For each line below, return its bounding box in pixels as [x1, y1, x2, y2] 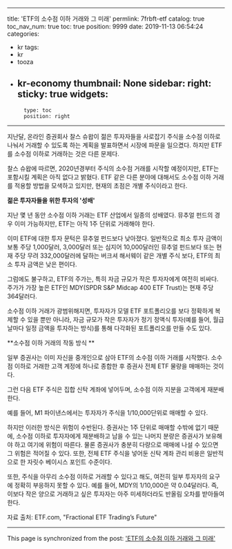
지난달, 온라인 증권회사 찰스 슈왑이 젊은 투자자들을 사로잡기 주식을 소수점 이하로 [7, 132, 221, 140]
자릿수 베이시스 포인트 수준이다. [27, 457, 113, 466]
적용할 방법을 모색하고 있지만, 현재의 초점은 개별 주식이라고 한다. [14, 181, 188, 190]
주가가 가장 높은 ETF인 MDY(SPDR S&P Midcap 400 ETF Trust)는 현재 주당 [7, 283, 214, 291]
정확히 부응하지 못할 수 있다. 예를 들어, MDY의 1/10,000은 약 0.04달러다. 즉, [14, 481, 219, 489]
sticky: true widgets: [17, 88, 108, 100]
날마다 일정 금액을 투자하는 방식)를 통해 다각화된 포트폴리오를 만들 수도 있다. [7, 324, 212, 332]
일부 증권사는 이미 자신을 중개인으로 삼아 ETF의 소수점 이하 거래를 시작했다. [7, 353, 210, 361]
